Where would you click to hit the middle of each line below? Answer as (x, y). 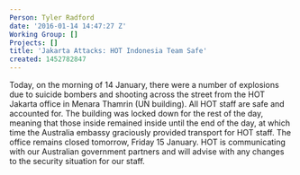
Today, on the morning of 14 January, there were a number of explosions (144, 85)
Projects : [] (34, 43)
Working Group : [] (44, 34)
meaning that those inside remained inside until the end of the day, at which (150, 123)
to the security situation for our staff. (77, 161)
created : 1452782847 (48, 59)
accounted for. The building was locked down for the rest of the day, (136, 114)
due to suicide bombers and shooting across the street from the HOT (137, 94)
